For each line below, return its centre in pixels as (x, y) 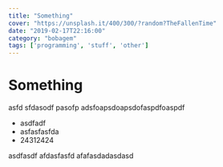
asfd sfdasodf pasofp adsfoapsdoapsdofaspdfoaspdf (97, 108)
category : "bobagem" (43, 38)
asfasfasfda (39, 132)
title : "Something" (41, 16)
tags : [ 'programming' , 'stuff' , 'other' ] (79, 46)
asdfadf (33, 123)
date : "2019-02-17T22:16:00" (57, 31)
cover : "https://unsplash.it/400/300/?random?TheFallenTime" (113, 23)
